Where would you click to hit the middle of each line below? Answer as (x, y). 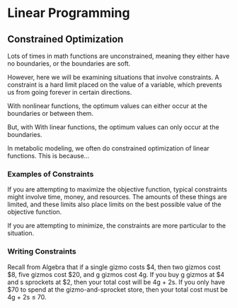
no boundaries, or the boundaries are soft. (69, 64)
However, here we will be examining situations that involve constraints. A (113, 77)
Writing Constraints (42, 251)
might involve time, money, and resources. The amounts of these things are (117, 197)
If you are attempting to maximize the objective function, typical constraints (117, 189)
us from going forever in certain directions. (70, 92)
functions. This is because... (48, 156)
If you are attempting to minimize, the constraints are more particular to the (117, 226)
